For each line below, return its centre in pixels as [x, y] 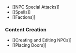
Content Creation [26, 29]
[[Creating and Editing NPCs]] [42, 40]
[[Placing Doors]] [29, 45]
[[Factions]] [24, 17]
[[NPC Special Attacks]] [36, 7]
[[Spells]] [21, 12]
